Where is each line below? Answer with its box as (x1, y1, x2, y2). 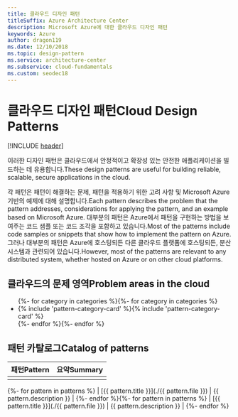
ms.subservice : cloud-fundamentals (7, 63, 113, 70)
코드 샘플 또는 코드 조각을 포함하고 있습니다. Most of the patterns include (26, 222, 231, 231)
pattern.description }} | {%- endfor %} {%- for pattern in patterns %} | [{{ (7, 394, 220, 403)
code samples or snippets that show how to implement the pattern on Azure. (7, 230, 232, 239)
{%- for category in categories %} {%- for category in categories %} (17, 297, 218, 305)
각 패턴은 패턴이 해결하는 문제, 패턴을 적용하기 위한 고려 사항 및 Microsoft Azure (7, 188, 230, 196)
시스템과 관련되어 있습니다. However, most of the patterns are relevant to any (7, 247, 227, 256)
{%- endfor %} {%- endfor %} (17, 320, 105, 328)
